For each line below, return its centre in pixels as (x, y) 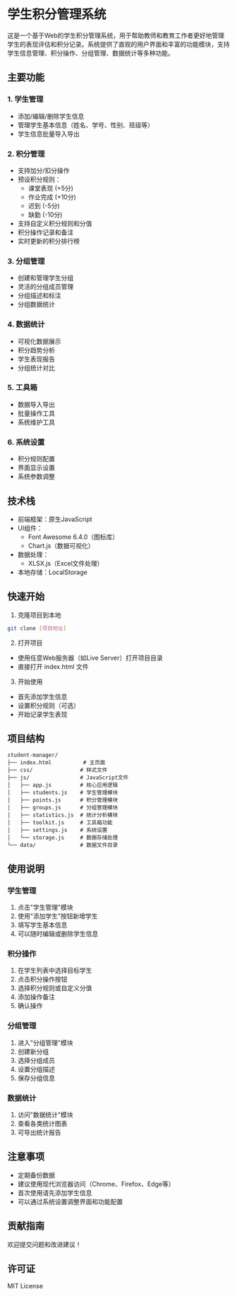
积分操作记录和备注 (45, 232)
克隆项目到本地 (39, 614)
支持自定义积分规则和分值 (55, 223)
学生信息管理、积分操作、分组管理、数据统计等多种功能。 (91, 53)
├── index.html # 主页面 (56, 763)
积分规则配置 (36, 459)
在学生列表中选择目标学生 (55, 970)
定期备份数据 (36, 1175)
